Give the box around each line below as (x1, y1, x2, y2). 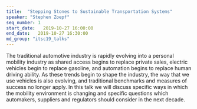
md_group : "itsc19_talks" (6, 36, 70, 42)
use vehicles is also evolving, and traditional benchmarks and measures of (6, 77, 188, 84)
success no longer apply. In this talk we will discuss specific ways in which (6, 84, 188, 90)
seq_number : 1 (6, 19, 41, 25)
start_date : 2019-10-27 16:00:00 (6, 25, 94, 31)
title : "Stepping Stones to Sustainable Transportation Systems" (6, 8, 173, 15)
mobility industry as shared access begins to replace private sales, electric (6, 58, 188, 65)
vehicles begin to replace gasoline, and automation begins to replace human (6, 65, 192, 71)
